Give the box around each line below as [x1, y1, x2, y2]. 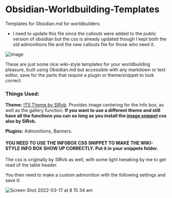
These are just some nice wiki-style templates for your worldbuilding [5, 61, 150, 67]
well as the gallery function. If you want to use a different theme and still [5, 107, 161, 114]
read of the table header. [5, 162, 58, 168]
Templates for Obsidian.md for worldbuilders [5, 20, 100, 27]
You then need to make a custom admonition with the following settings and [5, 172, 166, 178]
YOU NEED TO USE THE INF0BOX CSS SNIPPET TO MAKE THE [5, 140, 140, 146]
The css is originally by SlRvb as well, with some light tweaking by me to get [5, 157, 166, 163]
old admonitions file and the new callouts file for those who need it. [12, 41, 155, 47]
